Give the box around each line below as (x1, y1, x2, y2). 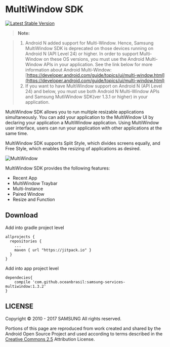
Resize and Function (12, 196, 55, 202)
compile (14, 279, 30, 284)
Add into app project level (5, 265, 59, 271)
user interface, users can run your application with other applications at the (5, 125, 162, 131)
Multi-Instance (12, 186, 44, 192)
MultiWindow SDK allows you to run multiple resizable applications (5, 109, 144, 115)
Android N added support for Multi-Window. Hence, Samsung (25, 39, 154, 46)
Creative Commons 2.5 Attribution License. (5, 336, 95, 342)
